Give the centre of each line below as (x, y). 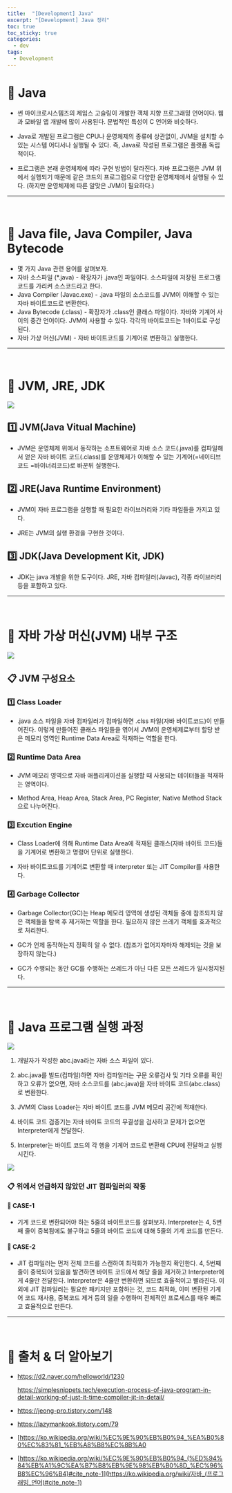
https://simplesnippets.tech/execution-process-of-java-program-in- (114, 1390)
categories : (24, 39)
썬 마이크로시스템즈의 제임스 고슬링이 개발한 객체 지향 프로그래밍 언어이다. (117, 113)
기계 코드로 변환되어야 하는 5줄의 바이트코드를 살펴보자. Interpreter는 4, (114, 1222)
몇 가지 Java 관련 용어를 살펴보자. (62, 268)
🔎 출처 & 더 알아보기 (60, 1356)
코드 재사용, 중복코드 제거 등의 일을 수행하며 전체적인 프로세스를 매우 (117, 1297)
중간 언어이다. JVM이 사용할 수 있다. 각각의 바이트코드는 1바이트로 (119, 320)
